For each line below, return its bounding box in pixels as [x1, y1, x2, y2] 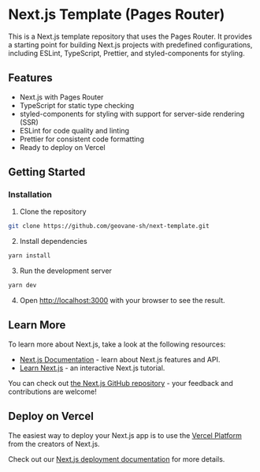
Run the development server [19, 266, 113, 275]
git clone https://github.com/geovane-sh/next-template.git [8, 223, 210, 230]
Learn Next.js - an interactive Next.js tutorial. [19, 363, 165, 373]
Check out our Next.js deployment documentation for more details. [8, 454, 225, 463]
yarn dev [8, 282, 37, 290]
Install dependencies [19, 237, 88, 246]
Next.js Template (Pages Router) [8, 6, 225, 24]
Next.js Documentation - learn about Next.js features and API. [19, 354, 221, 364]
